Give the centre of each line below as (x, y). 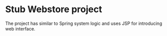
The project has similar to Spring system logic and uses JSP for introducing (84, 23)
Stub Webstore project (54, 9)
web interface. (20, 28)
